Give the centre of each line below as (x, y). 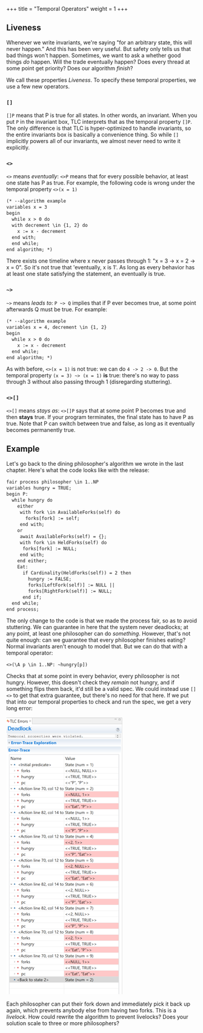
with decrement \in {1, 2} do (50, 226)
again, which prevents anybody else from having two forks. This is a (92, 1010)
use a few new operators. (38, 86)
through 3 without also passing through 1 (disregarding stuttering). (89, 382)
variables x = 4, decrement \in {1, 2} (57, 327)
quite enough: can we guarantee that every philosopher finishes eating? (96, 640)
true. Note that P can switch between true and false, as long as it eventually (101, 423)
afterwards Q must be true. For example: (57, 309)
